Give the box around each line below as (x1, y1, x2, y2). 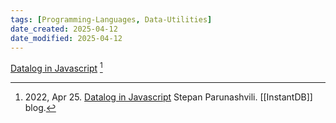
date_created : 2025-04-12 (10, 24, 118, 34)
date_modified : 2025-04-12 (10, 33, 123, 43)
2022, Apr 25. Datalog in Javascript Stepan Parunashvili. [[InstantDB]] (24, 91, 313, 103)
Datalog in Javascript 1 (10, 61, 103, 75)
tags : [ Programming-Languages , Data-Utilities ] (10, 14, 213, 25)
